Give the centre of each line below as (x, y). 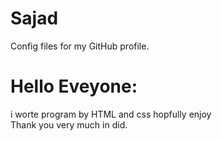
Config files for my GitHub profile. (80, 46)
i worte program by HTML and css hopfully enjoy (111, 114)
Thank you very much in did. (69, 124)
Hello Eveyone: (74, 86)
